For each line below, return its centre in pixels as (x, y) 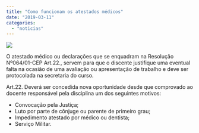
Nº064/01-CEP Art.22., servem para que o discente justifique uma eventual (98, 63)
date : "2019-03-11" (30, 17)
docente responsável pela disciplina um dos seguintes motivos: (84, 94)
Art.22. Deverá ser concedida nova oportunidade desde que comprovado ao (99, 87)
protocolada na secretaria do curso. (50, 76)
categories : (21, 23)
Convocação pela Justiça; (47, 105)
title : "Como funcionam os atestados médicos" (65, 12)
